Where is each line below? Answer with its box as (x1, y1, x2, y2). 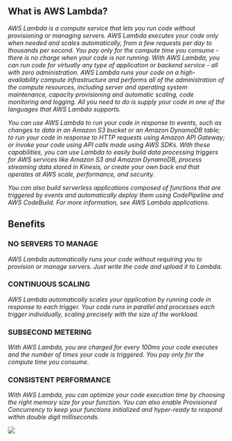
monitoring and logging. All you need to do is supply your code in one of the (8, 97, 225, 106)
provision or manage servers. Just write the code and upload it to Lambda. (8, 262, 222, 270)
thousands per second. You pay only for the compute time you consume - (8, 46, 219, 54)
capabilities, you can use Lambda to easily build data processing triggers (8, 148, 219, 156)
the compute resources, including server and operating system (8, 83, 188, 91)
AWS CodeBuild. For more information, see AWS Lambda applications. (8, 198, 210, 207)
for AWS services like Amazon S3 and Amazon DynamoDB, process (8, 155, 202, 164)
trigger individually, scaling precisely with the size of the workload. (8, 310, 199, 318)
